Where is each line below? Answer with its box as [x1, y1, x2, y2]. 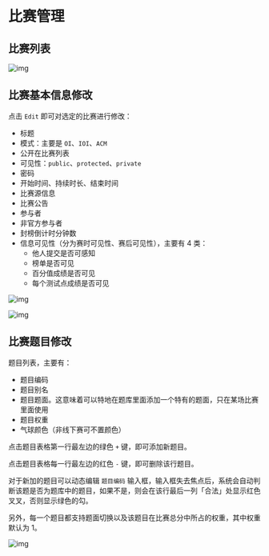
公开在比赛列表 [19, 148, 70, 158]
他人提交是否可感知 [31, 248, 96, 258]
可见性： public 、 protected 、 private [19, 158, 142, 168]
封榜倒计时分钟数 [19, 228, 77, 238]
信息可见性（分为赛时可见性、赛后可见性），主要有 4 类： [19, 238, 208, 248]
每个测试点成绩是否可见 [31, 278, 110, 288]
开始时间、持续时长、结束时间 [19, 178, 118, 188]
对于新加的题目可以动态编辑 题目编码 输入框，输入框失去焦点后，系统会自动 [8, 475, 254, 485]
